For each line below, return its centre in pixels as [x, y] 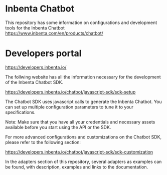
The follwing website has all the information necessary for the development [83, 77]
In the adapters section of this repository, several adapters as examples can [83, 161]
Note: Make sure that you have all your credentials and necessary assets [80, 122]
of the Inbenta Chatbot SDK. [34, 82]
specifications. [21, 112]
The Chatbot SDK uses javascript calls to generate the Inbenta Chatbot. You [83, 101]
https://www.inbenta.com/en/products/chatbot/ [54, 33]
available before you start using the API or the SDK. [58, 127]
